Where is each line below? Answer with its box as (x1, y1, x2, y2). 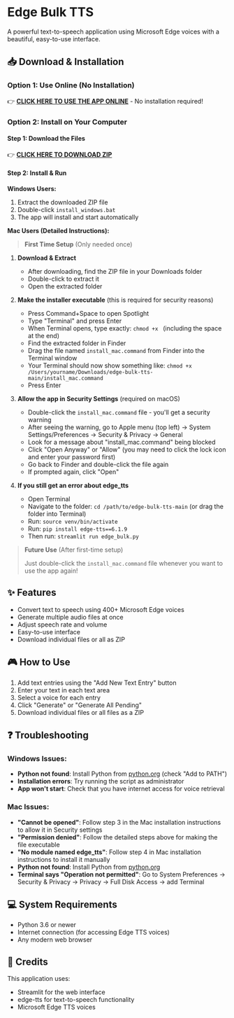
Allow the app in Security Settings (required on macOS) (17, 394, 180, 403)
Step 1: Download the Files (7, 134, 86, 143)
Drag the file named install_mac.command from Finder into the (27, 346, 205, 354)
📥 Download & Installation (7, 56, 124, 68)
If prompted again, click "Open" (27, 467, 119, 476)
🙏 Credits (7, 956, 49, 968)
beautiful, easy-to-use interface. (7, 34, 101, 43)
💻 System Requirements (7, 898, 117, 910)
